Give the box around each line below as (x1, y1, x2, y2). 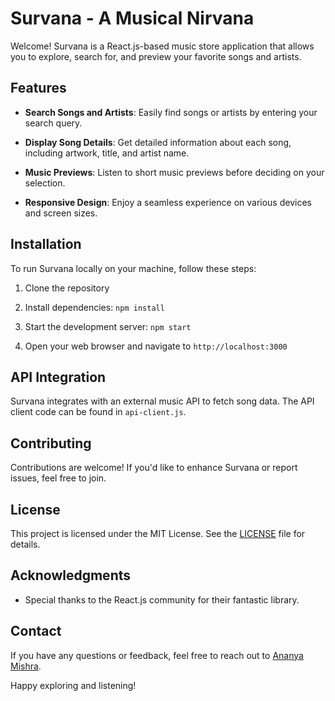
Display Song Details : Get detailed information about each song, (24, 136, 292, 148)
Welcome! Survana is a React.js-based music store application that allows (10, 40, 315, 52)
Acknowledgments (10, 567, 132, 584)
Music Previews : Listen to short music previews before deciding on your (24, 166, 325, 178)
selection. (24, 177, 66, 189)
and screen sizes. (24, 207, 98, 219)
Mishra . (10, 660, 42, 672)
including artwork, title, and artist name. (24, 147, 190, 159)
